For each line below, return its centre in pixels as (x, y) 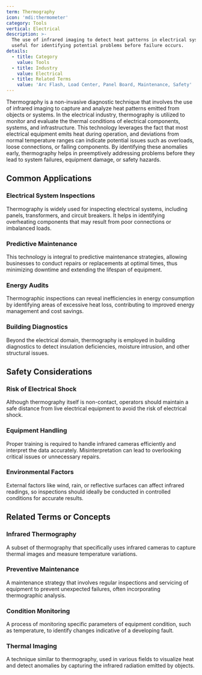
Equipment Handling (37, 431)
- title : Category (35, 57)
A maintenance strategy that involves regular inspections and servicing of (97, 582)
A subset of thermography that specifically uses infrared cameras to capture (101, 547)
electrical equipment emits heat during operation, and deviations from (93, 134)
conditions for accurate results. (45, 498)
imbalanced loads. (29, 228)
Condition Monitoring (38, 611)
